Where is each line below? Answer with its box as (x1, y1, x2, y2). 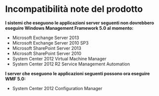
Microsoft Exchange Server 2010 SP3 (12, 40, 89, 46)
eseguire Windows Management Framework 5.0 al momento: (5, 25, 134, 31)
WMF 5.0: (5, 76, 26, 82)
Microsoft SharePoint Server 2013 (12, 45, 82, 51)
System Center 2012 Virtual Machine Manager (12, 55, 106, 61)
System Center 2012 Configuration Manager (12, 85, 103, 91)
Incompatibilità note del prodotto (5, 3, 143, 15)
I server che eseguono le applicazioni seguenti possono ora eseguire (5, 70, 150, 76)
